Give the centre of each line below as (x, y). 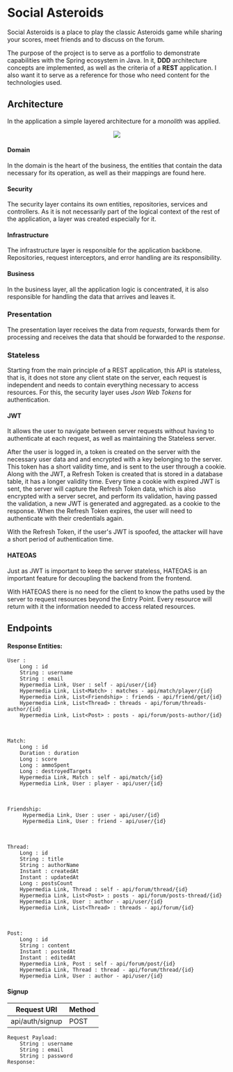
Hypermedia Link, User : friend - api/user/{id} (95, 822)
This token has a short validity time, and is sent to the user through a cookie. (117, 466)
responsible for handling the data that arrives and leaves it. (91, 296)
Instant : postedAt (48, 952)
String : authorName (49, 866)
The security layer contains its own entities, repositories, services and (107, 204)
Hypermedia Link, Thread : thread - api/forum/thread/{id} (107, 970)
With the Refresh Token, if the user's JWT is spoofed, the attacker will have (115, 532)
